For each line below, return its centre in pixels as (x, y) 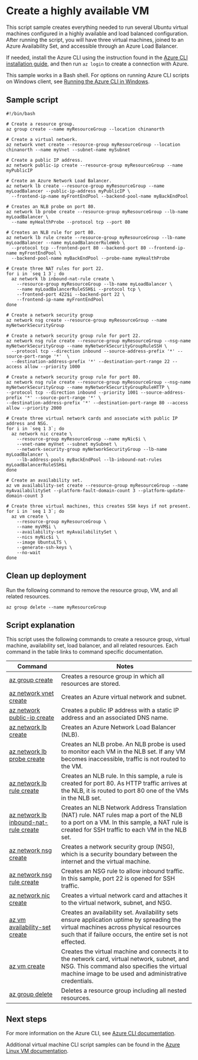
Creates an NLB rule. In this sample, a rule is (122, 776)
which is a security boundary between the (119, 854)
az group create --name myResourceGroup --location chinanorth (85, 129)
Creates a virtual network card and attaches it (124, 895)
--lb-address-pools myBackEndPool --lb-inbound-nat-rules (89, 459)
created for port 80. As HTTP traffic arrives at (124, 783)
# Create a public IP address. (44, 160)
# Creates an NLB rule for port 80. (51, 232)
